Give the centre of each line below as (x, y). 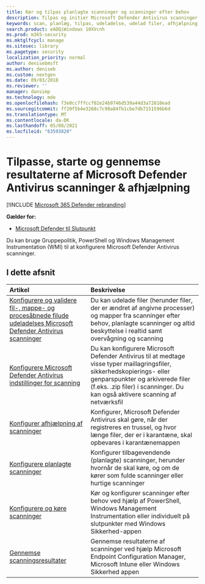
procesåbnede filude (39, 315)
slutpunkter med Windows (128, 523)
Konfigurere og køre (38, 508)
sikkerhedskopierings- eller (130, 371)
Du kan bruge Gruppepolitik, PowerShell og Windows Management (90, 240)
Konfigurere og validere (43, 300)
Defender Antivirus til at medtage (138, 356)
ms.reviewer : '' (27, 86)
